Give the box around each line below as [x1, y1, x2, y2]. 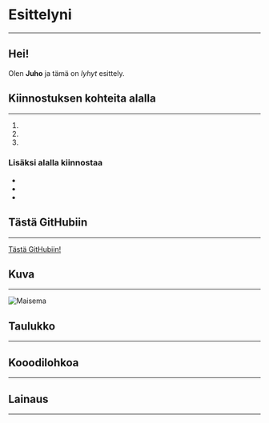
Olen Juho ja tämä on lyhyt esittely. [8, 68, 125, 78]
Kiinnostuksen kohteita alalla [8, 92, 156, 106]
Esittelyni [8, 6, 72, 24]
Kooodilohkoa [8, 356, 79, 369]
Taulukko [8, 319, 56, 333]
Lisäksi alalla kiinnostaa [8, 158, 102, 169]
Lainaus [8, 392, 49, 405]
